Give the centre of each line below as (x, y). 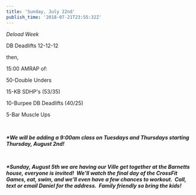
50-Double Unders (29, 80)
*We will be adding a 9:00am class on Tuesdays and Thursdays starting (98, 138)
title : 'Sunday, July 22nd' (41, 12)
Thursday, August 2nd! (36, 143)
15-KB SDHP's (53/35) (33, 91)
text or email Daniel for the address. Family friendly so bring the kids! (94, 186)
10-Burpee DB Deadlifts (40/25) (45, 103)
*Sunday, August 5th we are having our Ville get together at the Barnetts (98, 167)
